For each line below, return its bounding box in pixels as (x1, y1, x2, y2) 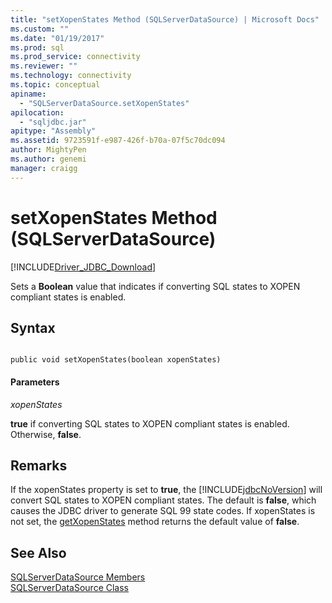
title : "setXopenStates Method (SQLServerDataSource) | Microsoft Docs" (10, 14, 320, 25)
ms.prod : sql (10, 42, 65, 53)
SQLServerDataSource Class (10, 582, 130, 594)
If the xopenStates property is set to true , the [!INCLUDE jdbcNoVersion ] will (10, 484, 323, 496)
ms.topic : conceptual (10, 80, 101, 90)
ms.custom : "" (10, 24, 70, 34)
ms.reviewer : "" (10, 61, 78, 71)
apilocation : (10, 107, 65, 118)
